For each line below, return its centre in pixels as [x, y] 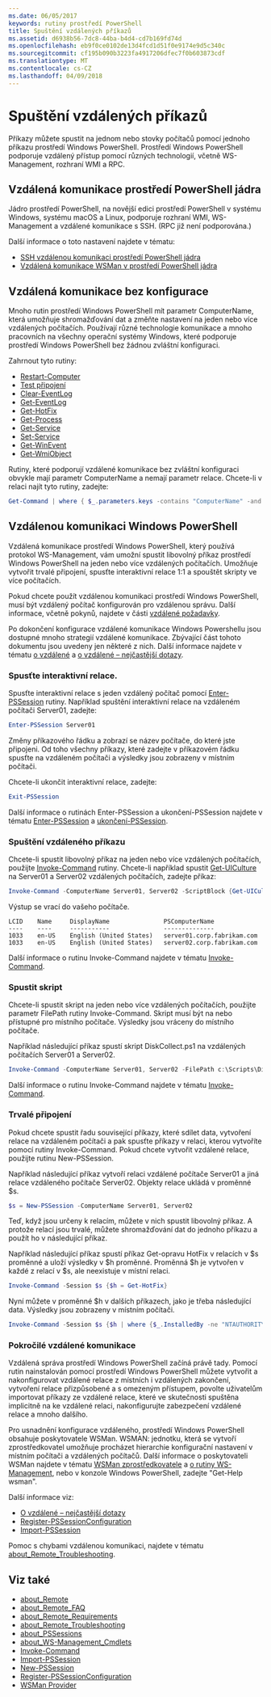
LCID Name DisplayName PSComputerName [112, 922]
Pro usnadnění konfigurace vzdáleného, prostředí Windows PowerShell [126, 1430]
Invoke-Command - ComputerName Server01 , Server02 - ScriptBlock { [120, 891]
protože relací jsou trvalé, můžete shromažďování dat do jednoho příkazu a [133, 1230]
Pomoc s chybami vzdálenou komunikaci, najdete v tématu [106, 1546]
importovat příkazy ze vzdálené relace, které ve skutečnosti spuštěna [124, 1397]
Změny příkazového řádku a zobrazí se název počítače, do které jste [122, 741]
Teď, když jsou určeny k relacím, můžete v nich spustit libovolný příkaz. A [130, 1221]
